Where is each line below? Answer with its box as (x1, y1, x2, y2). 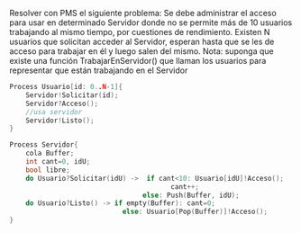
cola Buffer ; (25, 148, 75, 158)
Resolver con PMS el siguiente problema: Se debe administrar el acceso (9, 8, 277, 18)
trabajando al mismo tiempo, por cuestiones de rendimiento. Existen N (9, 27, 270, 37)
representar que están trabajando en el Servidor (9, 65, 188, 76)
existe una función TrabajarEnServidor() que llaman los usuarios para (9, 56, 267, 66)
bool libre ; (25, 166, 70, 175)
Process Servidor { (9, 140, 78, 149)
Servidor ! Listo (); (25, 116, 95, 125)
